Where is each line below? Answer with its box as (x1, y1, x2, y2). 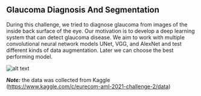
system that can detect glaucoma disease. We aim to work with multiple (6, 33, 185, 41)
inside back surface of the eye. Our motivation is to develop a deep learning (6, 27, 195, 34)
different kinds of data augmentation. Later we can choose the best (6, 46, 174, 54)
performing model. (6, 53, 53, 60)
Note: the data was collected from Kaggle (6, 76, 110, 83)
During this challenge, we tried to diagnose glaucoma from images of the (6, 21, 188, 28)
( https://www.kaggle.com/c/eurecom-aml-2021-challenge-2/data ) (6, 83, 171, 90)
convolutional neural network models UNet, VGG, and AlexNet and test (6, 40, 182, 47)
